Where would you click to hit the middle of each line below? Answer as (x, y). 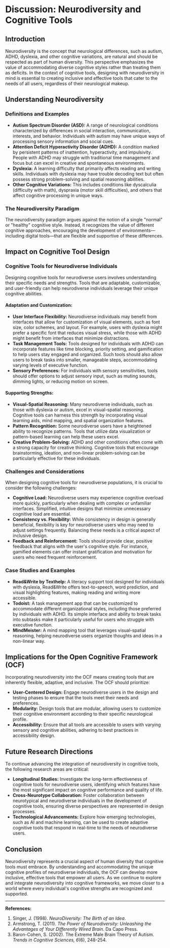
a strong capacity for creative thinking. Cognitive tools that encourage (86, 448)
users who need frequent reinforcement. (55, 557)
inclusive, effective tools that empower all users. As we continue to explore (83, 878)
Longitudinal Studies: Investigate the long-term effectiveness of (80, 779)
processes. (24, 812)
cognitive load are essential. (42, 514)
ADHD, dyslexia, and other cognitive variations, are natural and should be (81, 56)
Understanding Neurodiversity (54, 99)
